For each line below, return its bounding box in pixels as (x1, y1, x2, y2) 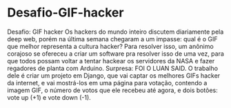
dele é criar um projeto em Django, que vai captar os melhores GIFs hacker (7, 71, 221, 80)
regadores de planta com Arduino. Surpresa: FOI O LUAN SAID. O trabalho (7, 64, 219, 72)
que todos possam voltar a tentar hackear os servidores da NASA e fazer (7, 56, 215, 65)
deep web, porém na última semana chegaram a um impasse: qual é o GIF (7, 34, 218, 43)
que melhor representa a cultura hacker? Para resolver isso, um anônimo (7, 42, 214, 50)
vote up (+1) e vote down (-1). (7, 93, 91, 101)
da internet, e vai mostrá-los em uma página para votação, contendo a (7, 78, 208, 87)
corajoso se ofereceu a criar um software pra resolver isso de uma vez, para (7, 50, 224, 58)
